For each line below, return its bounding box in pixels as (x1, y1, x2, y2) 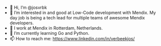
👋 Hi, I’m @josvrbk (9, 5, 47, 10)
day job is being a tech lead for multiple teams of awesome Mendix (9, 15, 145, 20)
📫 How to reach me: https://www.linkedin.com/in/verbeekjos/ (9, 36, 135, 41)
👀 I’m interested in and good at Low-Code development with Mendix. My (9, 10, 156, 15)
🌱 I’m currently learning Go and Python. (9, 31, 90, 36)
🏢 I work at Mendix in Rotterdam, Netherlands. (9, 25, 103, 31)
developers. (9, 20, 34, 26)
